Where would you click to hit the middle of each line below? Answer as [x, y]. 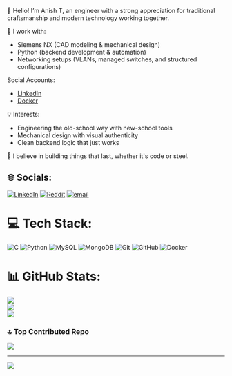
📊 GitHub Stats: [54, 276]
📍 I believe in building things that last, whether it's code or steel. [98, 156]
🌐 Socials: [30, 178]
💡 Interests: [23, 114]
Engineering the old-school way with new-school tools [95, 128]
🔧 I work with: [27, 31]
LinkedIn [29, 93]
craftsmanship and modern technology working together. [88, 18]
